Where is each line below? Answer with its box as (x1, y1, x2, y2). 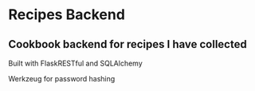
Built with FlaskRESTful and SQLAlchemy (8, 58, 143, 68)
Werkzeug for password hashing (8, 74, 116, 83)
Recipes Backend (8, 6, 126, 24)
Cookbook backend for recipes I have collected (8, 38, 247, 51)
